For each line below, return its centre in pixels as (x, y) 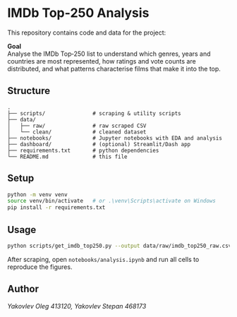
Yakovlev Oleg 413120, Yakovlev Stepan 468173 (77, 306)
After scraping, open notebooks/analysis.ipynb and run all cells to (103, 259)
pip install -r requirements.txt (56, 208)
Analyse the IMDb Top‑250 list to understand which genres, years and (109, 54)
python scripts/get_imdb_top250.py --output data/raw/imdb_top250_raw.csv (120, 246)
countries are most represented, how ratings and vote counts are (102, 61)
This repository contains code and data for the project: (87, 32)
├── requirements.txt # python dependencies (83, 150)
